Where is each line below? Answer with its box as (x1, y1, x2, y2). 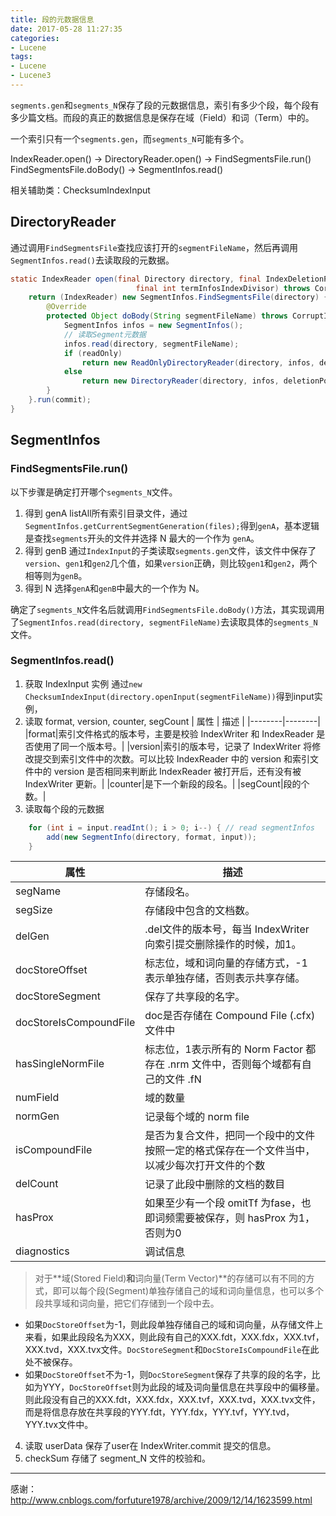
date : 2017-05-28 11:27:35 (10, 24, 123, 34)
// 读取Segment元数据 (63, 329, 147, 340)
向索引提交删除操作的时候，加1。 (144, 937, 302, 951)
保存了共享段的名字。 (144, 990, 246, 1004)
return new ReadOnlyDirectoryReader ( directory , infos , (81, 357, 315, 368)
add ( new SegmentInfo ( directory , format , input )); (46, 832, 257, 842)
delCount (15, 1177, 59, 1191)
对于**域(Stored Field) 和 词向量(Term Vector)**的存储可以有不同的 (34, 1272, 307, 1285)
